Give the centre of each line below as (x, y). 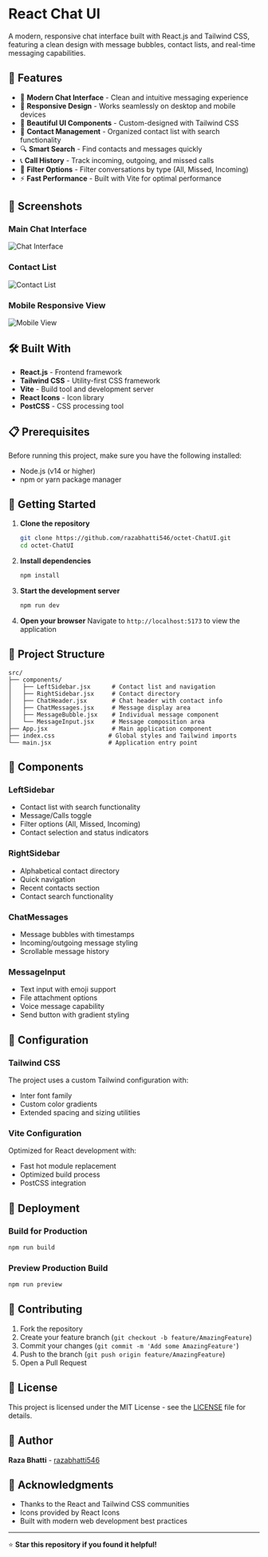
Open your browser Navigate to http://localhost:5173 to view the (130, 621)
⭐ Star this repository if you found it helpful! (83, 1545)
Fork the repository (51, 1329)
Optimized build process (60, 1174)
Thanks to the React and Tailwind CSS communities (104, 1504)
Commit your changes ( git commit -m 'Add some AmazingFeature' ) (129, 1345)
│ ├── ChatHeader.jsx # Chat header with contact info (116, 701)
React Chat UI (55, 14)
